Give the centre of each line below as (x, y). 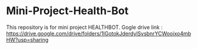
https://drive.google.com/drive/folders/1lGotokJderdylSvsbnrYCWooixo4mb (98, 33)
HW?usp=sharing (28, 40)
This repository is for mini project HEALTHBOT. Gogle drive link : (84, 27)
